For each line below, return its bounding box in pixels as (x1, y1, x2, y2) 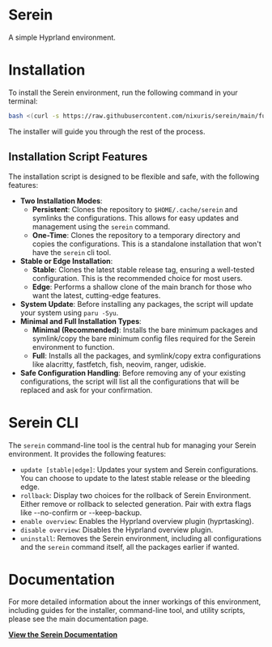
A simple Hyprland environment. (8, 32, 116, 42)
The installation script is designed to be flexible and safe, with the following (8, 172, 260, 181)
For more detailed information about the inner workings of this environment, (8, 597, 261, 607)
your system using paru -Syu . (19, 308, 119, 317)
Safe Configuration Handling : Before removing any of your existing (19, 368, 246, 377)
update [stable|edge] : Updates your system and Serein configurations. (19, 464, 259, 475)
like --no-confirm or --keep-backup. (19, 508, 142, 517)
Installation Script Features (8, 150, 148, 164)
